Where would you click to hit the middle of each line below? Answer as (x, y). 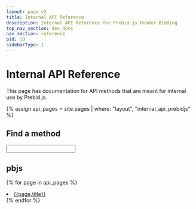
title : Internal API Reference (45, 17)
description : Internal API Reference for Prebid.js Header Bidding (92, 23)
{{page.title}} (30, 194)
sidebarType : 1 (25, 45)
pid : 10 (16, 39)
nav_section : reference (36, 34)
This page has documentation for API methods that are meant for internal (96, 91)
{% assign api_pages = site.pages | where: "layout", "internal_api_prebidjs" (98, 108)
